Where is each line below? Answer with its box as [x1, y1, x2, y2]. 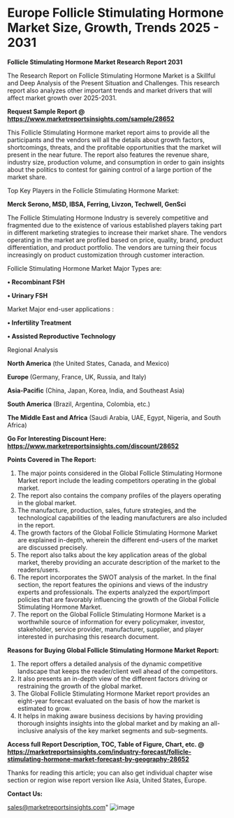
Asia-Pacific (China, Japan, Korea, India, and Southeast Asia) [7, 386, 185, 395]
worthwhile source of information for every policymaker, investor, [17, 617, 205, 626]
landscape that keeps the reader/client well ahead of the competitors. [17, 667, 218, 675]
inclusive [17, 726, 43, 735]
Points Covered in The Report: [7, 455, 96, 463]
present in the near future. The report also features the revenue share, [7, 150, 210, 159]
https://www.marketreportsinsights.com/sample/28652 [7, 114, 175, 123]
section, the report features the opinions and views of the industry [17, 580, 208, 588]
